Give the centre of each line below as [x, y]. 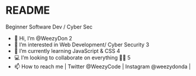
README [28, 10]
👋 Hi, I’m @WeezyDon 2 [43, 38]
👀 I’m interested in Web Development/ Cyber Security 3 [81, 45]
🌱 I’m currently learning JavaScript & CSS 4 [67, 50]
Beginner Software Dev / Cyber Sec [49, 27]
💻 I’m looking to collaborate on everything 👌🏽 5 [72, 58]
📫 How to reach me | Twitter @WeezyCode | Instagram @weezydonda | [102, 66]
